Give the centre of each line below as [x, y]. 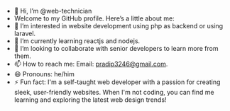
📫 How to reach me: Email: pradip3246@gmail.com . [91, 64]
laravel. [25, 33]
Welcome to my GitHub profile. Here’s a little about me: [94, 18]
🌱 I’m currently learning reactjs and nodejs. [77, 41]
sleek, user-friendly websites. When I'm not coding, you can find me [114, 92]
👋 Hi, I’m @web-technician [53, 11]
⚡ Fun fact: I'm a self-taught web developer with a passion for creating [117, 82]
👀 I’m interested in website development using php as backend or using [119, 26]
